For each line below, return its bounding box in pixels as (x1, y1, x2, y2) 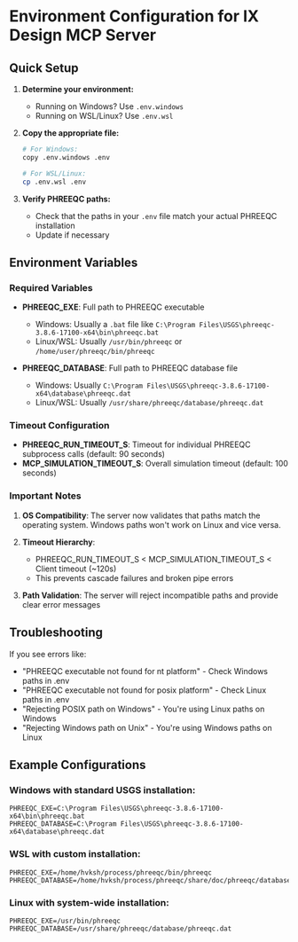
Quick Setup (9, 60, 79, 75)
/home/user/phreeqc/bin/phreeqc (35, 348, 155, 357)
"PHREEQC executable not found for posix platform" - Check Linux (21, 685, 267, 695)
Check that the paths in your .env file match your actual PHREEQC (35, 210, 278, 221)
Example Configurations (9, 757, 146, 773)
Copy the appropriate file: (21, 128, 120, 138)
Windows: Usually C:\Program (35, 380, 144, 391)
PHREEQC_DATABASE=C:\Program (9, 820, 117, 828)
